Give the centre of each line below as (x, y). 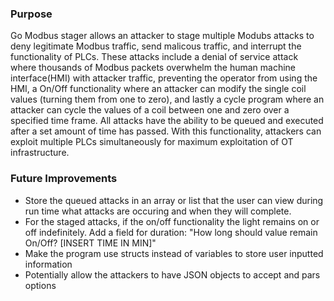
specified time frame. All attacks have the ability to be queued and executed (167, 121)
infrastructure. (40, 153)
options (40, 285)
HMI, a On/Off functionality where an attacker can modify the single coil (158, 89)
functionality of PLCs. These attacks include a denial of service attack (154, 57)
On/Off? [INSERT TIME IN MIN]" (90, 243)
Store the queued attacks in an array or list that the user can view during (174, 200)
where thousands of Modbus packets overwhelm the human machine (153, 68)
